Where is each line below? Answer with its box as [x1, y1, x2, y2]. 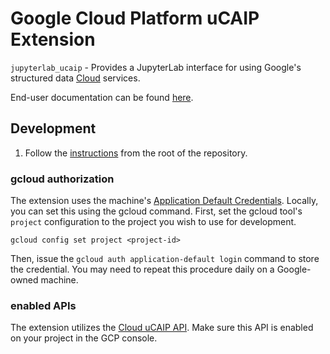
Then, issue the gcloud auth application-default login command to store [10, 253, 320, 265]
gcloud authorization [10, 172, 115, 186]
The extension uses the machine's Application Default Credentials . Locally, [10, 195, 319, 207]
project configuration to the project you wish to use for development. [10, 216, 297, 228]
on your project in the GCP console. [10, 332, 158, 344]
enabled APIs [10, 298, 77, 312]
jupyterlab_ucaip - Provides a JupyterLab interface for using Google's [10, 61, 302, 73]
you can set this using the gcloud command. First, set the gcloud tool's [10, 205, 303, 217]
